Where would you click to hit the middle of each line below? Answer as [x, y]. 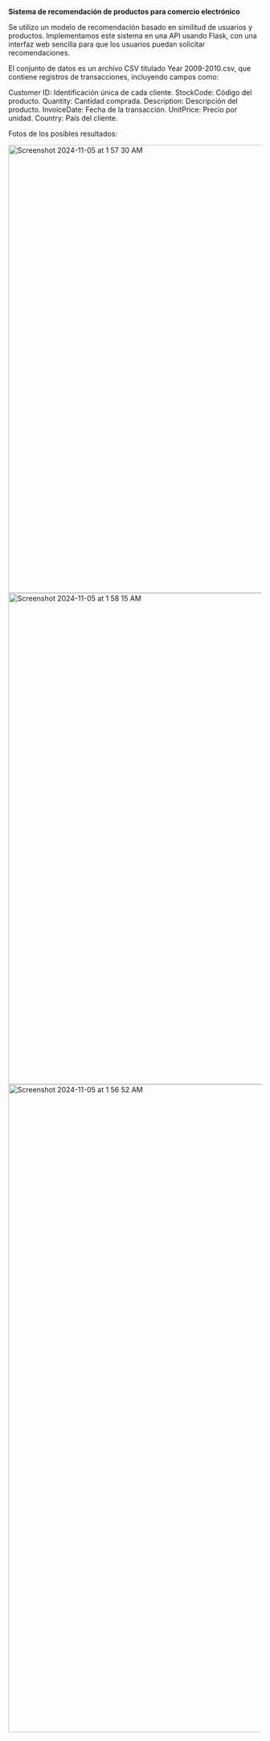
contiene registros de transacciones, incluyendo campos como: [114, 77]
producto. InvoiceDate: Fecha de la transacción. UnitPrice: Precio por [123, 109]
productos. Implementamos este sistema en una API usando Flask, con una [133, 36]
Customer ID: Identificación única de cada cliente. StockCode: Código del [130, 92]
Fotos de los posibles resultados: [63, 133]
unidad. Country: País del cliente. [63, 118]
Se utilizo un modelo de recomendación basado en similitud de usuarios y [131, 27]
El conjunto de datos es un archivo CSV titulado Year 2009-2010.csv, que [130, 68]
